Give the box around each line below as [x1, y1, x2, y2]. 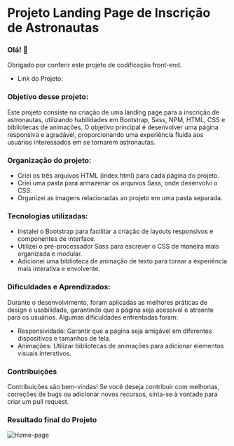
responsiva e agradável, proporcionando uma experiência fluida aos [7, 130, 204, 138]
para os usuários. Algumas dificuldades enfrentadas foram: [7, 313, 179, 321]
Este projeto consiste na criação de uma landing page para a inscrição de [7, 107, 220, 117]
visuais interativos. [17, 349, 72, 358]
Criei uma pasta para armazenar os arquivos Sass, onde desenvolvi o [17, 179, 218, 188]
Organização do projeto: [7, 155, 92, 165]
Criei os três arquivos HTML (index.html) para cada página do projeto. [17, 171, 219, 180]
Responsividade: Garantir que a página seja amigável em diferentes [17, 327, 212, 335]
